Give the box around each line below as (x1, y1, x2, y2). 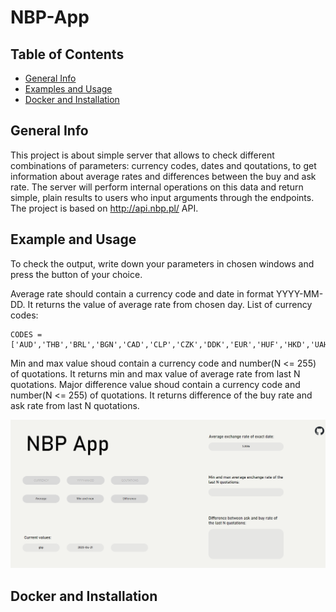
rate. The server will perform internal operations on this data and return (10, 181, 304, 193)
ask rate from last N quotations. (10, 399, 140, 411)
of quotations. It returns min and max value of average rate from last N (10, 367, 301, 380)
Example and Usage (10, 231, 137, 248)
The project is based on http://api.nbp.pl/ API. (10, 202, 199, 214)
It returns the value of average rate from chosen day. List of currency (27, 298, 313, 310)
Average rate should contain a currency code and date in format (10, 287, 275, 300)
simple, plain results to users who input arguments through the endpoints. (10, 191, 315, 203)
